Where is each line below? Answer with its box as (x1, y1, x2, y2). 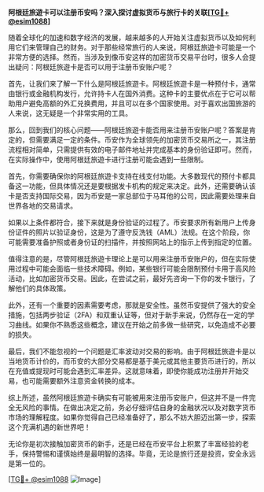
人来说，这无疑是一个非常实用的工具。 (8, 109, 132, 117)
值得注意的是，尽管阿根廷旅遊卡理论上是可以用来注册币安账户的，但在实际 (8, 254, 249, 263)
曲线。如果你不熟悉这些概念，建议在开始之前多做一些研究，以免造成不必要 (14, 320, 256, 329)
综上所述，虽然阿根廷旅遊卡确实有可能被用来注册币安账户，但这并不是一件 (8, 393, 249, 402)
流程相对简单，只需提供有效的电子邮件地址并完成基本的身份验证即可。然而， (8, 145, 256, 154)
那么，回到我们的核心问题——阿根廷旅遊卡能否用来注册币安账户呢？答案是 (8, 125, 249, 135)
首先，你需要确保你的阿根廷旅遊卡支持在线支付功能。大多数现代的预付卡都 (8, 172, 249, 180)
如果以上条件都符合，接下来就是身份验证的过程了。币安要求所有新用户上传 (8, 218, 249, 227)
